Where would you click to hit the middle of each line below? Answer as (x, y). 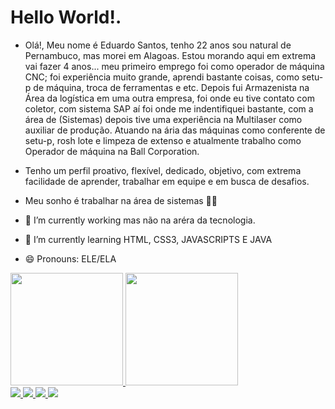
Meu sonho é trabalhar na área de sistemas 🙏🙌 (121, 200)
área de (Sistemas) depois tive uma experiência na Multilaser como (163, 119)
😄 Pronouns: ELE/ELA (70, 258)
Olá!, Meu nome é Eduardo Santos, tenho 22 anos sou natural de (158, 45)
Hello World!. (66, 17)
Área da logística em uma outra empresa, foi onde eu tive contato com (169, 98)
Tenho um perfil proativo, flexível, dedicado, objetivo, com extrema (163, 170)
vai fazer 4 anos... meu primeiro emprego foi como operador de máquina (174, 66)
